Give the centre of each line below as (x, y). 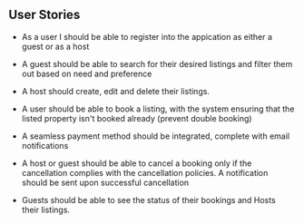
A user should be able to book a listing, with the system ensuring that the (158, 109)
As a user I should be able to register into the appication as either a (147, 36)
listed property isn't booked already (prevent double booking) (137, 118)
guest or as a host (55, 46)
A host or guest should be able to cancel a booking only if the (137, 163)
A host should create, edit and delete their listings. (116, 91)
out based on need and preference (87, 73)
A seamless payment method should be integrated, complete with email (156, 136)
